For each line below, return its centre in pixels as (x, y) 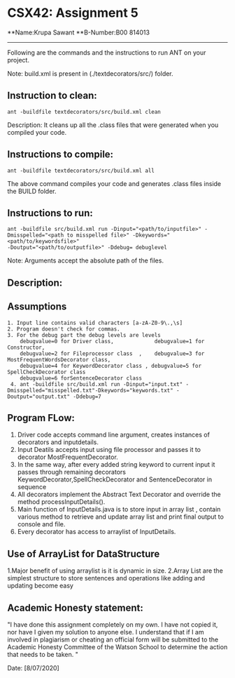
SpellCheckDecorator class (47, 372)
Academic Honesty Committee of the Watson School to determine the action (117, 647)
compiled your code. (37, 132)
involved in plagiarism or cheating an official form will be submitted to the (113, 639)
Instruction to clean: (52, 96)
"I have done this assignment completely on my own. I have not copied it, (113, 625)
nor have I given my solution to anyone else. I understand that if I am (106, 632)
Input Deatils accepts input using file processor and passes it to (109, 450)
